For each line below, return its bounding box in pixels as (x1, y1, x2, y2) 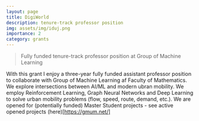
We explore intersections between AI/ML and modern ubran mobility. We (6, 83, 184, 90)
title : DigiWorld (6, 14, 49, 20)
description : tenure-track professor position (6, 20, 124, 26)
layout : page (6, 8, 39, 15)
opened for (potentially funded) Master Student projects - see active (6, 102, 173, 109)
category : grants (6, 36, 49, 42)
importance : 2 (6, 31, 42, 37)
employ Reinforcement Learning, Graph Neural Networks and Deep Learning (6, 90, 194, 96)
